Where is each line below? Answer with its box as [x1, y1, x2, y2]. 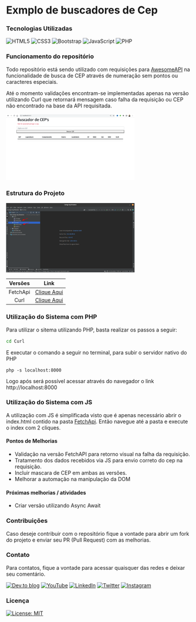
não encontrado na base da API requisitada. [6, 102, 113, 109]
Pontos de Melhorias [6, 438, 58, 445]
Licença [6, 596, 29, 604]
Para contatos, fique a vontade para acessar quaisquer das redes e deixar [6, 564, 185, 571]
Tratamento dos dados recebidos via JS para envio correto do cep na [14, 457, 183, 464]
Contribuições [6, 517, 48, 525]
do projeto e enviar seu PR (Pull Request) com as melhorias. [6, 536, 151, 543]
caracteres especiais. [6, 78, 58, 85]
